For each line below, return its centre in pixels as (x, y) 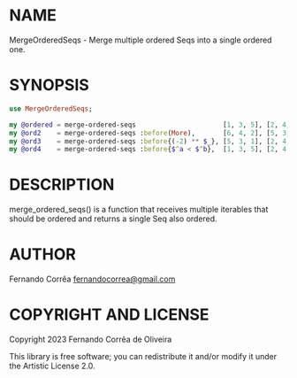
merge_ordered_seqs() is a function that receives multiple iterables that (139, 210)
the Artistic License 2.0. (52, 366)
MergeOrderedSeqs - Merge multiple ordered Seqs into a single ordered (141, 40)
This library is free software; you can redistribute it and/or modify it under (143, 357)
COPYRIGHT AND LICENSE (109, 315)
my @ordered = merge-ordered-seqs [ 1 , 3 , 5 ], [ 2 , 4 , (150, 125)
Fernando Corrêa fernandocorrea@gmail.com (92, 279)
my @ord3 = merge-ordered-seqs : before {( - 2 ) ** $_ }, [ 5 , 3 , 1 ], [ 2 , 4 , (150, 141)
